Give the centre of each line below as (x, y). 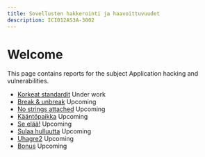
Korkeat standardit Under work (61, 94)
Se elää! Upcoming (44, 124)
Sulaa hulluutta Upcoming (54, 131)
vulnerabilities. (28, 81)
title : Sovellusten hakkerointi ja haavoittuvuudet (83, 14)
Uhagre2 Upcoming (46, 139)
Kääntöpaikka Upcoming (52, 117)
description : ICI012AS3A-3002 (51, 20)
